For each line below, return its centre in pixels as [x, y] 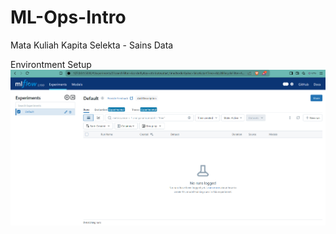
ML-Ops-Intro [68, 17]
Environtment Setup [51, 64]
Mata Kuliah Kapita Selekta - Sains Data [92, 45]
